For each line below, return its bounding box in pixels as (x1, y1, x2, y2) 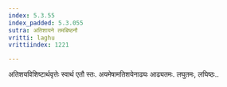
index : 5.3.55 (8, 11, 56, 20)
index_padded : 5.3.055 (8, 19, 84, 27)
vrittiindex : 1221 (8, 41, 69, 49)
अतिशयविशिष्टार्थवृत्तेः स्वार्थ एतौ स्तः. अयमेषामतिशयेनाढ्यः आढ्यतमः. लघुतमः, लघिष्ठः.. (8, 70, 219, 79)
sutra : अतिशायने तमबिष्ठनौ (8, 26, 78, 34)
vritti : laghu (8, 33, 56, 42)
